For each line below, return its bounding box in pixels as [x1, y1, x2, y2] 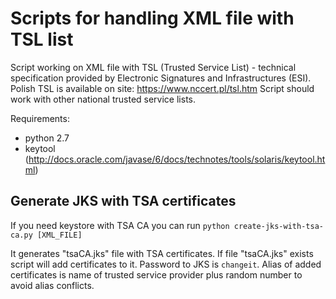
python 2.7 [24, 132, 70, 144]
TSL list [10, 28, 74, 51]
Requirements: [10, 112, 70, 124]
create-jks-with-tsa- [233, 221, 324, 231]
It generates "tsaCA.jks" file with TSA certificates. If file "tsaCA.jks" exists [10, 247, 314, 259]
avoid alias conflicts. [10, 279, 95, 291]
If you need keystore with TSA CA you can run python [10, 219, 230, 231]
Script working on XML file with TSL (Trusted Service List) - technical [10, 61, 297, 73]
